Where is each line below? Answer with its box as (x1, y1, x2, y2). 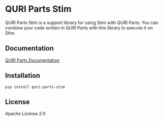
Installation (5, 72, 40, 80)
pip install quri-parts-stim (5, 84, 65, 89)
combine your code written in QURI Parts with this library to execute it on (5, 24, 153, 30)
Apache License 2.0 (5, 111, 46, 117)
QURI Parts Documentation (5, 57, 60, 63)
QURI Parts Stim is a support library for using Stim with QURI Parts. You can (5, 20, 159, 25)
